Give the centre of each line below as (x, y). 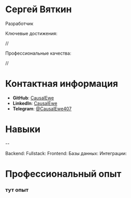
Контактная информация (62, 84)
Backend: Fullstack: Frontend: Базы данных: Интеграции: (66, 153)
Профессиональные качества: (38, 53)
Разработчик (19, 23)
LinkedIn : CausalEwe (35, 103)
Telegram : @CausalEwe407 (42, 109)
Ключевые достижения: (31, 33)
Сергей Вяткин (39, 9)
